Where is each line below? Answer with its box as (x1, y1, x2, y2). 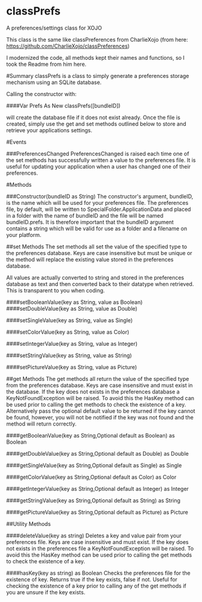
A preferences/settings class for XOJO (6, 24, 103, 31)
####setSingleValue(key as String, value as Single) (6, 316, 133, 324)
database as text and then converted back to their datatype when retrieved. (6, 280, 194, 288)
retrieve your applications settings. (6, 126, 92, 134)
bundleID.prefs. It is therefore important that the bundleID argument (6, 218, 174, 225)
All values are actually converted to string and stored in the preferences (6, 274, 185, 281)
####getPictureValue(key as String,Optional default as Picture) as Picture (6, 508, 189, 516)
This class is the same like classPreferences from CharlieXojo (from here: (6, 36, 188, 43)
